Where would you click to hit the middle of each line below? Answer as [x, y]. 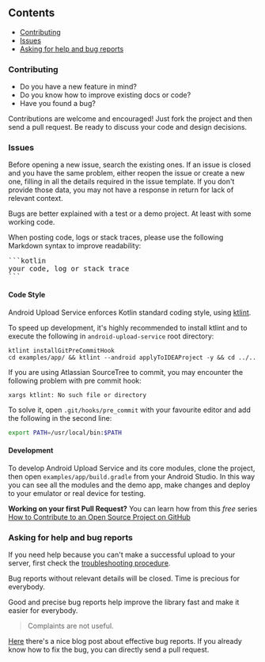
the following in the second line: [60, 418]
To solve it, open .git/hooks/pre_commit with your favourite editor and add [129, 410]
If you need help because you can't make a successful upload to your [122, 554]
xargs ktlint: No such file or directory [78, 395]
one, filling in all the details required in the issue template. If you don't [121, 182]
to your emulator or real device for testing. [77, 493]
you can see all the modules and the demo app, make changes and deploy [129, 485]
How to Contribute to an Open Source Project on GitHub [100, 516]
